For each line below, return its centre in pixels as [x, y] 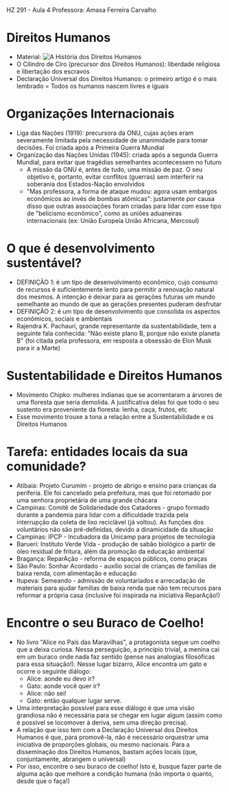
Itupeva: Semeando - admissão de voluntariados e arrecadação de [111, 580]
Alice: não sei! [46, 693]
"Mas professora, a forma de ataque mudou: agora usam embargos [122, 191]
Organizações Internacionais [91, 114]
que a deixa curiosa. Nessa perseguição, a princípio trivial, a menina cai [118, 649]
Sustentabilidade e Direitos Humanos [114, 376]
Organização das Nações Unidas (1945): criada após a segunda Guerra [117, 155]
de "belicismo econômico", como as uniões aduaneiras [104, 213]
